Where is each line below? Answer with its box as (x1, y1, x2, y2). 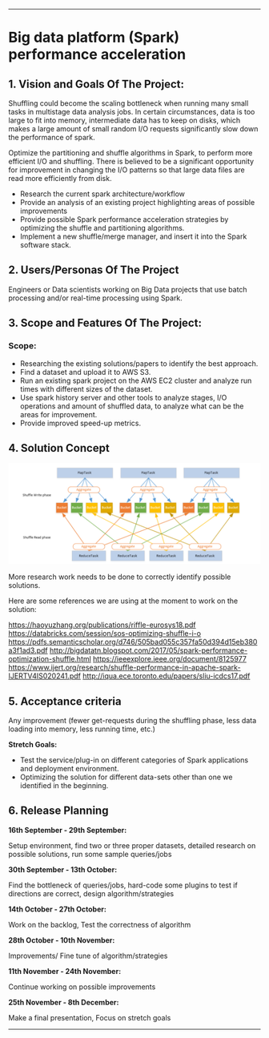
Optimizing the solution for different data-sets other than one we (19, 772, 233, 782)
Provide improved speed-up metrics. (19, 418, 142, 428)
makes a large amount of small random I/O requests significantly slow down (8, 124, 259, 133)
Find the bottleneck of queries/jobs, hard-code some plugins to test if (8, 880, 238, 890)
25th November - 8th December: (8, 997, 119, 1007)
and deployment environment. (19, 763, 119, 773)
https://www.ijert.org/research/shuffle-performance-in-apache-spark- (8, 662, 242, 673)
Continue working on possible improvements (8, 982, 156, 992)
